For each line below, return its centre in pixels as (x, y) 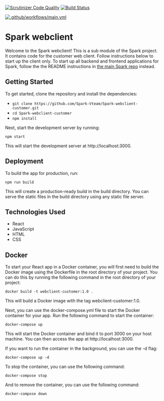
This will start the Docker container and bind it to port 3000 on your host (78, 334)
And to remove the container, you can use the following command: (72, 385)
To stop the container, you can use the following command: (65, 367)
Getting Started (29, 82)
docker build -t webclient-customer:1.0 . (49, 292)
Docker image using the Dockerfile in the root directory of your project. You (82, 272)
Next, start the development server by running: (52, 128)
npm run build (20, 182)
